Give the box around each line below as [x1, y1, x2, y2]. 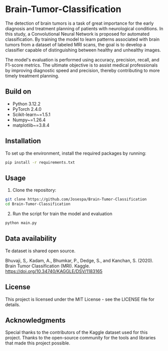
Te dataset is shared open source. [5, 248, 76, 254]
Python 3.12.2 [12, 101, 41, 107]
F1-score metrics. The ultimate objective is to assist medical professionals [5, 62, 158, 68]
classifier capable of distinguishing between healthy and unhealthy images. [5, 47, 161, 53]
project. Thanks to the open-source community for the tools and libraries [5, 335, 156, 341]
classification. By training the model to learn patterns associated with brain [5, 36, 160, 42]
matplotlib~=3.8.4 [12, 122, 50, 128]
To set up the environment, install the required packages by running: [5, 150, 146, 156]
